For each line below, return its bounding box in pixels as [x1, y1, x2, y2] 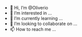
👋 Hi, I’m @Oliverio [9, 5, 48, 10]
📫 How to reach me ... [9, 26, 56, 32]
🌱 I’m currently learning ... [9, 15, 63, 21]
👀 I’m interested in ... [9, 10, 52, 16]
